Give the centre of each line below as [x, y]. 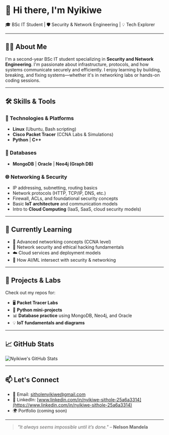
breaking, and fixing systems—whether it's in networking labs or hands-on [82, 75]
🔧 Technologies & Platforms [39, 119]
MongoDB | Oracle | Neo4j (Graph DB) [53, 164]
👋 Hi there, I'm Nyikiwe [54, 10]
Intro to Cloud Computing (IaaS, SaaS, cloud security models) [77, 209]
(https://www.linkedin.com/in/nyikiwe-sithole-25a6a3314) [72, 405]
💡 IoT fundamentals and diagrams [49, 322]
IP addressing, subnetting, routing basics [55, 188]
